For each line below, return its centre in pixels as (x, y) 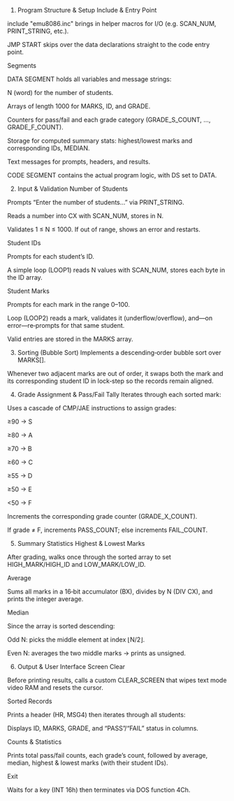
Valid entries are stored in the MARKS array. (70, 339)
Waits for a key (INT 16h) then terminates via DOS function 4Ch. (99, 790)
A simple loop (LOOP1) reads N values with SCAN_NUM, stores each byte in (116, 270)
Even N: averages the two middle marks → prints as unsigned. (97, 653)
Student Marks (29, 291)
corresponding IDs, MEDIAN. (49, 148)
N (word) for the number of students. (60, 93)
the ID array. (25, 277)
